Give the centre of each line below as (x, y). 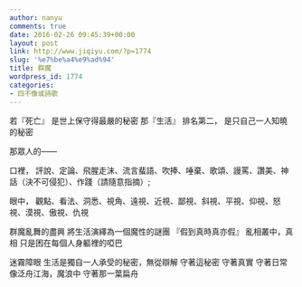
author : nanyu (36, 18)
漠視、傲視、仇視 (57, 212)
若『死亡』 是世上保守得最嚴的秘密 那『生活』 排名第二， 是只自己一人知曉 (148, 120)
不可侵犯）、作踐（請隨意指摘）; (92, 181)
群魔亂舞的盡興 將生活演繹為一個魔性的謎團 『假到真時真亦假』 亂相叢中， (147, 231)
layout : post (34, 43)
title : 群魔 (30, 69)
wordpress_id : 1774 (46, 77)
